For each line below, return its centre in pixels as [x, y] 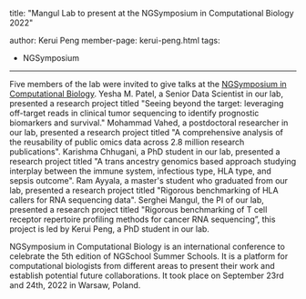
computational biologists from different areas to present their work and [142, 266]
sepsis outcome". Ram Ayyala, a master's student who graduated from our [149, 180]
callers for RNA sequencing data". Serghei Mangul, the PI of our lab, [137, 200]
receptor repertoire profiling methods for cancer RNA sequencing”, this [143, 219]
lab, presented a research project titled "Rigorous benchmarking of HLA [144, 190]
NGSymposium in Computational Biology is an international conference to [147, 246]
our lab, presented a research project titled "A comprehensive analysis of [147, 132]
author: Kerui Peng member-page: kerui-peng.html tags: [115, 40]
